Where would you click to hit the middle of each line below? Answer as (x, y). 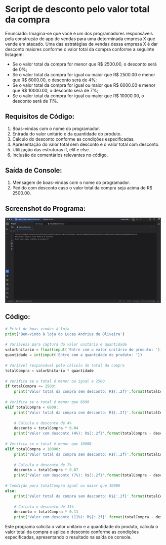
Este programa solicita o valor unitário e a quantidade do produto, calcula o (82, 527)
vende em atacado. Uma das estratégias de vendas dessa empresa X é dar (82, 44)
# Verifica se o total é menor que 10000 (48, 444)
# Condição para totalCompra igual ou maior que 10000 (63, 486)
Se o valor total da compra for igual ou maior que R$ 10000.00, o (78, 96)
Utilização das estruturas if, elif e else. (51, 149)
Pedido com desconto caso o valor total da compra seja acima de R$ (82, 187)
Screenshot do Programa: (45, 209)
